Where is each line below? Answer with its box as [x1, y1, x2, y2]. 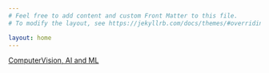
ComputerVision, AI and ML [8, 55, 99, 65]
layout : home [8, 34, 52, 42]
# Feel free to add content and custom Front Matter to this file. [8, 11, 239, 20]
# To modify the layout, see [8, 19, 106, 27]
